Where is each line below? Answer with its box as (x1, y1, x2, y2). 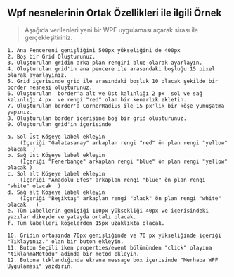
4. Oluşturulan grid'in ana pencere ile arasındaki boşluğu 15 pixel (7, 65, 216, 73)
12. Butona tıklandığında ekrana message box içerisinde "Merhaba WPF (7, 257, 219, 264)
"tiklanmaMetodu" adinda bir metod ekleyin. (7, 250, 140, 257)
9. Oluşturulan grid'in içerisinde (7, 121, 112, 128)
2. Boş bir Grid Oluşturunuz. (7, 53, 96, 60)
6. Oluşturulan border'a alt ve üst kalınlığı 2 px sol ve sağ (7, 90, 202, 97)
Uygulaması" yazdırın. (7, 262, 74, 270)
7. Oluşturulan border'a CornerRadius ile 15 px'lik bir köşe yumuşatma (7, 102, 225, 109)
